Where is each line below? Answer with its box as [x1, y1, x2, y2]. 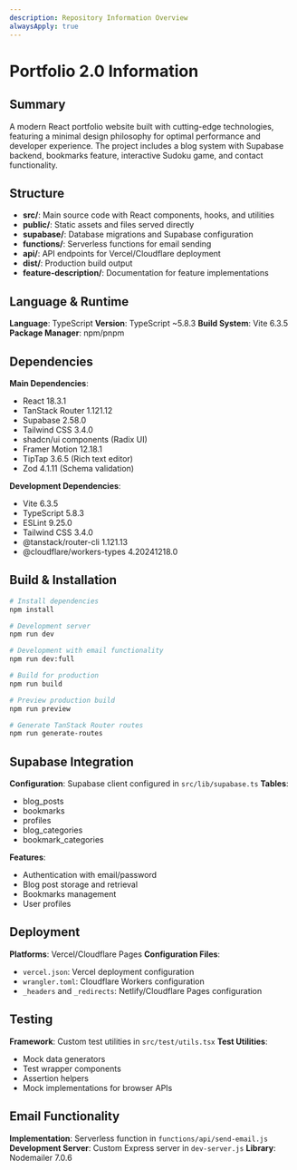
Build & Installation [9, 572, 118, 588]
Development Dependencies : [9, 480, 121, 491]
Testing [9, 1012, 53, 1028]
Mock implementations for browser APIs [22, 1082, 173, 1093]
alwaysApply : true [9, 22, 79, 31]
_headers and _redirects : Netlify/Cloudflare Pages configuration [22, 985, 263, 996]
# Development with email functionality [9, 646, 165, 656]
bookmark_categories [22, 834, 104, 845]
